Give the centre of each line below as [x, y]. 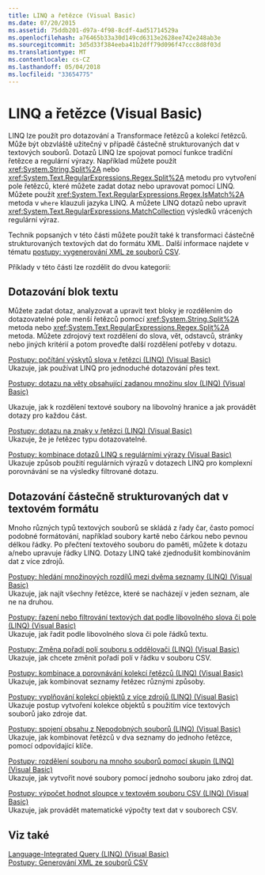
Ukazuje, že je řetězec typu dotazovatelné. [78, 439]
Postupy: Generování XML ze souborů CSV [78, 862]
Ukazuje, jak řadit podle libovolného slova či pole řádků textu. [108, 634]
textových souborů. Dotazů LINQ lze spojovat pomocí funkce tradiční [121, 152]
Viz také [29, 835]
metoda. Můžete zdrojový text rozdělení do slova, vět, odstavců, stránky [126, 336]
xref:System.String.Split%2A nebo [64, 169]
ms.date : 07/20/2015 [42, 23]
